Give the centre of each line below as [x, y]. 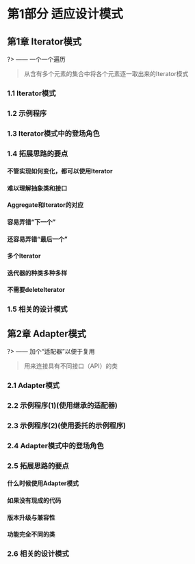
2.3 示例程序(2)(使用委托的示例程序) [67, 426]
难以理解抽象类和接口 [37, 188]
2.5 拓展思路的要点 [38, 465]
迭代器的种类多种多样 [37, 273]
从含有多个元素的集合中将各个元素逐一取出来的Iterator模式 [106, 74]
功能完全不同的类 [31, 535]
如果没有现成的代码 [34, 500]
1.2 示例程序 [27, 113]
